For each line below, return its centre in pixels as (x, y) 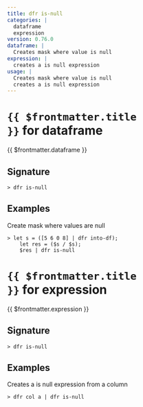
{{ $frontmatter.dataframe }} (47, 150)
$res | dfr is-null (47, 250)
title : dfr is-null (35, 13)
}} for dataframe (55, 130)
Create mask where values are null (56, 225)
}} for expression (57, 290)
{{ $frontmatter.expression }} (48, 309)
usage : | (20, 71)
